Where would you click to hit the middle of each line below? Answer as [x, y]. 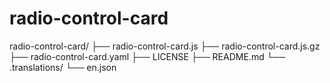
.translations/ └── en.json [63, 67]
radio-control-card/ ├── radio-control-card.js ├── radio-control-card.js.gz [165, 46]
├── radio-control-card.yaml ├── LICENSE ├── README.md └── [147, 56]
